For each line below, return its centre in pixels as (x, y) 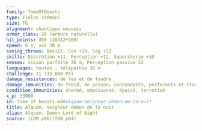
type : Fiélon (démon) (33, 18)
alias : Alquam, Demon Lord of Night (52, 113)
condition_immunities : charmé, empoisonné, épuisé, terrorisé (86, 91)
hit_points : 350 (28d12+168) (43, 40)
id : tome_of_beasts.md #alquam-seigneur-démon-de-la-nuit (79, 101)
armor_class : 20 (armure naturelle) (52, 34)
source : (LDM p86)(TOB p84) (41, 118)
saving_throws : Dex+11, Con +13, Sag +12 (59, 51)
